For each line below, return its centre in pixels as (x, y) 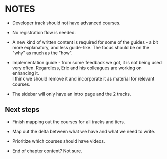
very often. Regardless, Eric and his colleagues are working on (77, 68)
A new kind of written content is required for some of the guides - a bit (85, 42)
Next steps (22, 109)
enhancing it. (25, 73)
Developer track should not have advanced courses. (66, 23)
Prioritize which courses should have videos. (58, 141)
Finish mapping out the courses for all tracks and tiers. (68, 122)
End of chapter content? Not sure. (47, 151)
